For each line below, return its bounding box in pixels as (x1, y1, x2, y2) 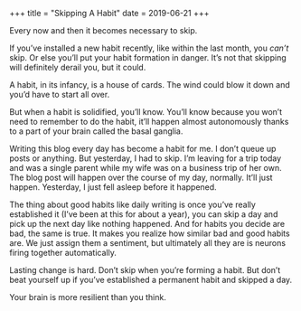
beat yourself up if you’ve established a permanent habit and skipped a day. (9, 275, 293, 285)
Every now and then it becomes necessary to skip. (9, 25, 198, 35)
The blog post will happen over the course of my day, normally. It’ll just (9, 172, 273, 183)
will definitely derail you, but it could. (9, 62, 146, 72)
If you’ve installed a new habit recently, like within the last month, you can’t (9, 42, 289, 53)
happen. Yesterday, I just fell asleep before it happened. (9, 182, 217, 193)
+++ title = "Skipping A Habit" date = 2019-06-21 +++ (9, 8, 210, 18)
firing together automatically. (9, 248, 118, 258)
